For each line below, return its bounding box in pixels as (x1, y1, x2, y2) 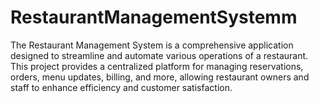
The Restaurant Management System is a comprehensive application (10, 39, 294, 51)
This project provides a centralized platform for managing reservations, (10, 60, 304, 72)
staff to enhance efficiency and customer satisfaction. (10, 81, 233, 93)
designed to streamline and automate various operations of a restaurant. (10, 49, 309, 61)
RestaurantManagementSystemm (10, 6, 298, 29)
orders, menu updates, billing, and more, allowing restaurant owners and (10, 71, 310, 83)
